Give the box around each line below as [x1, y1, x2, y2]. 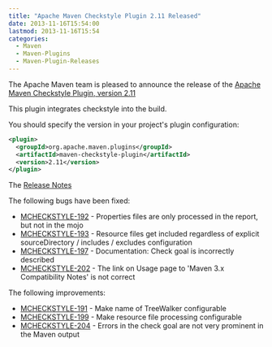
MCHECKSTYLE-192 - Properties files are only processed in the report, [19, 212, 258, 222]
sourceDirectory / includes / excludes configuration [19, 237, 193, 248]
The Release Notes [8, 180, 72, 190]
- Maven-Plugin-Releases [15, 58, 100, 66]
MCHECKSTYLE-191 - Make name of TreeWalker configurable [19, 304, 227, 314]
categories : [8, 34, 49, 43]
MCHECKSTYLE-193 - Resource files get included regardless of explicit [19, 229, 260, 239]
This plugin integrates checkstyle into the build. [8, 103, 167, 114]
